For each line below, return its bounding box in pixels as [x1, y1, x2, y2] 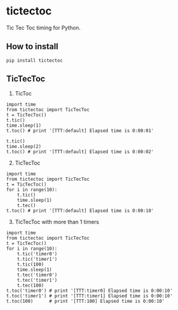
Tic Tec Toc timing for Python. [6, 24, 81, 31]
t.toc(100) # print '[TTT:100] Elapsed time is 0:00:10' [6, 298, 165, 304]
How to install [6, 41, 59, 52]
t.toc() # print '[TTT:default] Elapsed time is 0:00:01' [6, 127, 154, 133]
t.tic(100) [17, 261, 44, 267]
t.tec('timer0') [17, 272, 58, 278]
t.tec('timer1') [17, 277, 58, 283]
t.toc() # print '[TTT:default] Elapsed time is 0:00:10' [6, 207, 154, 214]
